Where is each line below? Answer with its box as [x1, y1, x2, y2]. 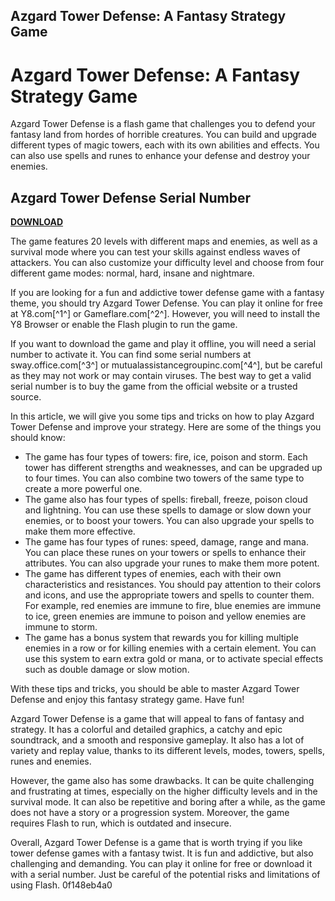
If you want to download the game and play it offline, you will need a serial [10, 338, 317, 350]
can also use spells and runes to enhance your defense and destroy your [10, 150, 311, 162]
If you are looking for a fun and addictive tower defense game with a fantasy [10, 287, 325, 299]
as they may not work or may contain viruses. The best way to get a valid [10, 370, 312, 382]
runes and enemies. [10, 755, 92, 768]
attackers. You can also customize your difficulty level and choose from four [10, 257, 325, 269]
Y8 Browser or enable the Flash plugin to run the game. [10, 319, 238, 331]
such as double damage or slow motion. [24, 664, 190, 676]
